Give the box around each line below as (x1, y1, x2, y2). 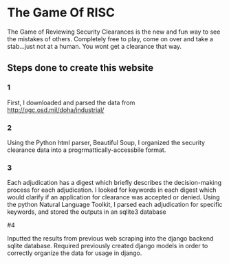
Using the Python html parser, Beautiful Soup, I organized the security (7, 138, 205, 146)
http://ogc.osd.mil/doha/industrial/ (7, 105, 105, 114)
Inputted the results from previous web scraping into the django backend (7, 234, 214, 243)
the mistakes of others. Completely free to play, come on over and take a (7, 34, 213, 43)
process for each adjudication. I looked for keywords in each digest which (7, 186, 217, 194)
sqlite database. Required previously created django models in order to (7, 242, 208, 250)
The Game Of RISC (7, 5, 116, 21)
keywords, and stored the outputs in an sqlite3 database (7, 208, 166, 216)
